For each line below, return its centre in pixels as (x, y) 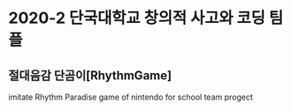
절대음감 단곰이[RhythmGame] (90, 75)
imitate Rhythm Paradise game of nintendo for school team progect (131, 97)
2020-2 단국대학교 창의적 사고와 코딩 (137, 18)
